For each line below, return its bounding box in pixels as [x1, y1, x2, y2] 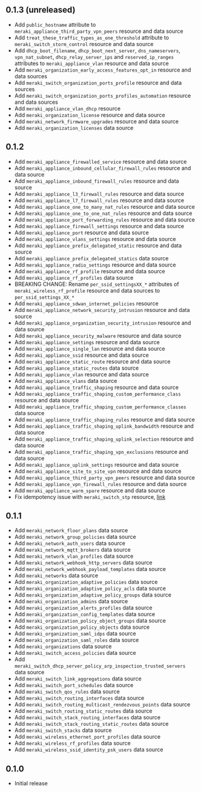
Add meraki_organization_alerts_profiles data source [14, 604, 153, 612]
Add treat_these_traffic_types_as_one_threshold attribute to [14, 33, 170, 41]
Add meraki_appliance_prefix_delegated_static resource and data [14, 242, 182, 249]
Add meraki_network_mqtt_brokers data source [14, 546, 131, 553]
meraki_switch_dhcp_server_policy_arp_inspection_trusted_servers [14, 663, 186, 669]
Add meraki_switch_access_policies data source [14, 649, 137, 657]
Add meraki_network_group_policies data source [14, 533, 137, 541]
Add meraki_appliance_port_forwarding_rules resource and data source [14, 215, 195, 223]
